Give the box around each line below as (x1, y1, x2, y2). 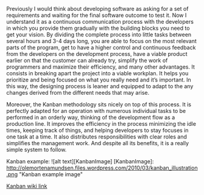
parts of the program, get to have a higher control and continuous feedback (6, 44, 196, 51)
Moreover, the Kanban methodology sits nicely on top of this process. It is (6, 101, 192, 108)
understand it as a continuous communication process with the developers (6, 18, 194, 25)
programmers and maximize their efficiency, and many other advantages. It (6, 63, 195, 70)
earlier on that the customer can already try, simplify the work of (6, 57, 168, 64)
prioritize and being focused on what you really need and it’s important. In (6, 76, 192, 83)
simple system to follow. (6, 146, 67, 153)
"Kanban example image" (19, 171, 83, 178)
